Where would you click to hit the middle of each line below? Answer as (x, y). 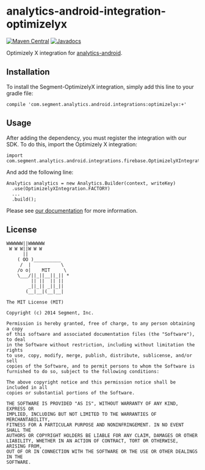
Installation (28, 72)
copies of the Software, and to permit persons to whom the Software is (101, 366)
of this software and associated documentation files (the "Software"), (101, 334)
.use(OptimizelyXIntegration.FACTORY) (61, 188)
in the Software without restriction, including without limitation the (101, 345)
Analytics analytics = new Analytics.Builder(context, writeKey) (91, 183)
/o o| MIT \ (42, 270)
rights (15, 351)
